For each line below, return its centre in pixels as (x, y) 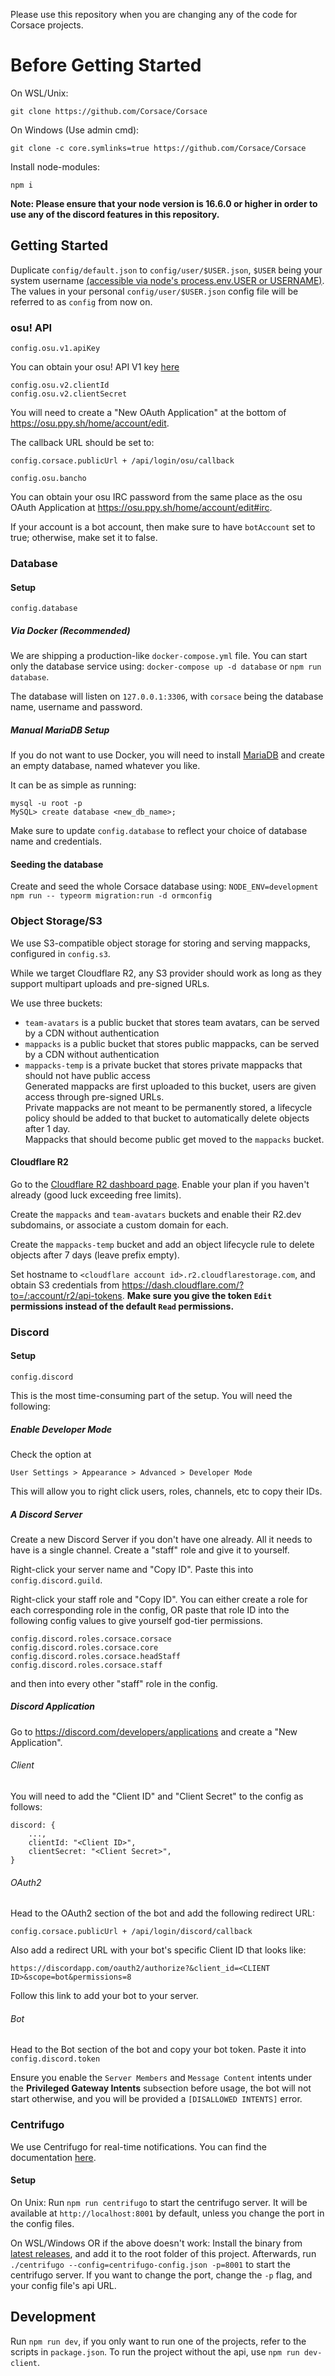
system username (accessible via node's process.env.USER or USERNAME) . (167, 280)
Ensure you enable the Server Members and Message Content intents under (161, 2078)
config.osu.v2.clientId (60, 385)
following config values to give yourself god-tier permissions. (136, 1620)
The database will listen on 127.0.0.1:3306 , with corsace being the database (167, 696)
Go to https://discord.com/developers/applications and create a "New (154, 1731)
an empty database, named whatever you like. (105, 766)
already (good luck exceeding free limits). (96, 1195)
